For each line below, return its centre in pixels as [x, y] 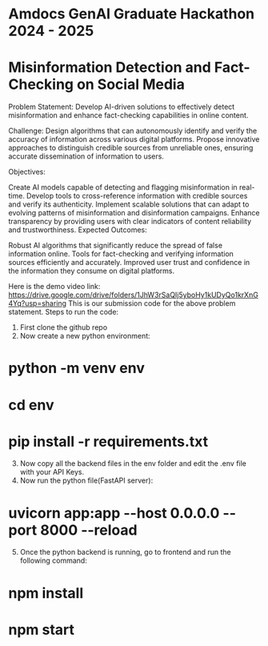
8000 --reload [88, 530]
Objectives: [27, 172]
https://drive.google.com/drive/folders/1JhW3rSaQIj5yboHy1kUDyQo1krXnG [133, 295]
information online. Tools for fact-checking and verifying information [121, 254]
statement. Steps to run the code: [63, 312]
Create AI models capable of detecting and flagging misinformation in [123, 187]
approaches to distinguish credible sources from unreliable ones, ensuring [131, 148]
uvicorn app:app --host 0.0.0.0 [114, 513]
